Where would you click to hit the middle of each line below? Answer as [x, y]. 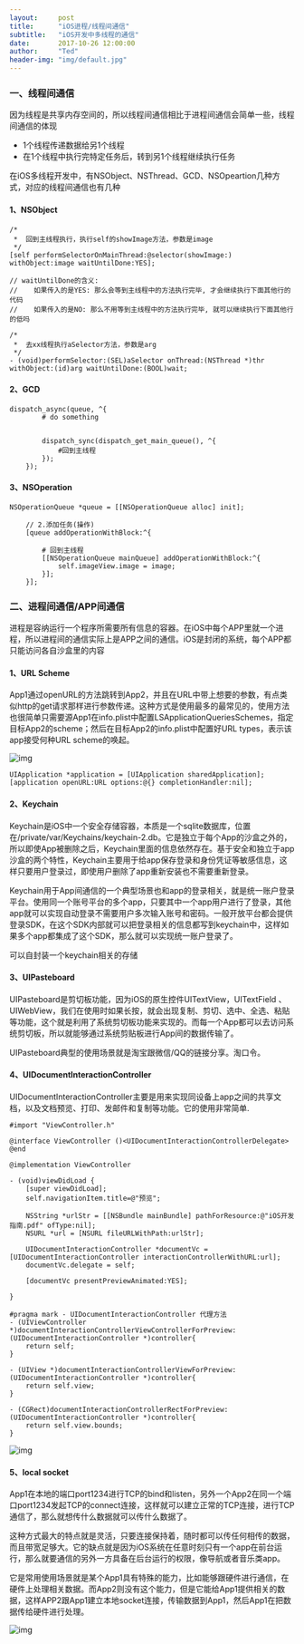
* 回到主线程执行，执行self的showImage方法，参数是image [113, 239]
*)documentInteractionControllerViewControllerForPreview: [123, 1330]
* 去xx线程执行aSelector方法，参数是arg [85, 344]
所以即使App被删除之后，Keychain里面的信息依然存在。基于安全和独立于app [152, 848]
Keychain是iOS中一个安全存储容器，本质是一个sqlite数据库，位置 [130, 826]
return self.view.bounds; [75, 1426]
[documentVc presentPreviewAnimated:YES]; [107, 1281]
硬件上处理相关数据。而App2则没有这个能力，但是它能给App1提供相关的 [143, 1589]
